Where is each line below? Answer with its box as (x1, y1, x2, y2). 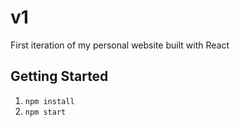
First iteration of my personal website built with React (10, 39, 230, 51)
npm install (24, 96, 75, 106)
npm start (24, 107, 67, 117)
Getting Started (10, 68, 109, 85)
